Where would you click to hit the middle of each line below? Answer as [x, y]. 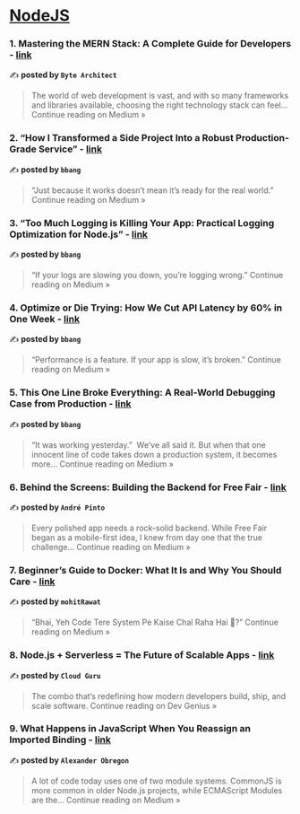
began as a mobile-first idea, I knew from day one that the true [146, 537]
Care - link [32, 582]
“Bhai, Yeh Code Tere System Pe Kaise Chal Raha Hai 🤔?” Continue [155, 622]
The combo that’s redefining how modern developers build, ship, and [159, 696]
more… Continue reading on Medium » [103, 464]
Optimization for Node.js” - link [79, 234]
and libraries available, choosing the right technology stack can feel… [159, 105]
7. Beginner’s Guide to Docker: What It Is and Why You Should [146, 570]
